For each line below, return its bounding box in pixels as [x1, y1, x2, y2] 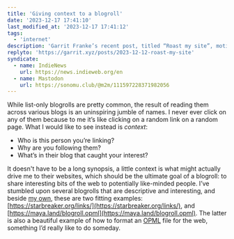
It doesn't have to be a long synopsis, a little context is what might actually [7, 164, 221, 173]
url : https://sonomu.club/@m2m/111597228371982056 [19, 82, 170, 88]
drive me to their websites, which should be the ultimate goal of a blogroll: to [7, 172, 227, 180]
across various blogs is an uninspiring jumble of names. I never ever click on [7, 108, 226, 116]
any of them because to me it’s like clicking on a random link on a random [7, 116, 218, 124]
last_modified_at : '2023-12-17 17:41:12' [7, 23, 130, 30]
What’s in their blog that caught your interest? [17, 151, 148, 160]
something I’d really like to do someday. [7, 224, 120, 232]
